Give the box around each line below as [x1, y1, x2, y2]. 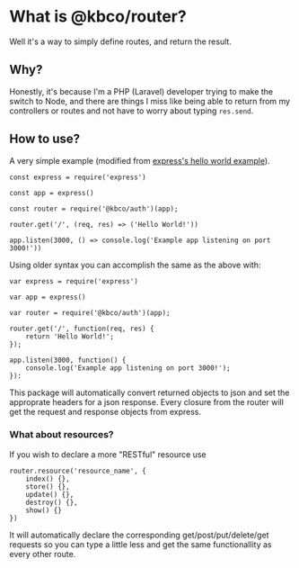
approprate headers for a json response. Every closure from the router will [9, 396, 285, 407]
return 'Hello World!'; [25, 331, 115, 341]
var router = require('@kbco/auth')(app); [9, 308, 171, 317]
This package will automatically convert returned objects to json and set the [9, 387, 290, 398]
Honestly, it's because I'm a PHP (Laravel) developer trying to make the [9, 86, 274, 96]
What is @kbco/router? [9, 6, 187, 27]
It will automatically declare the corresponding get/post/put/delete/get [9, 529, 269, 540]
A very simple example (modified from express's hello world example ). [9, 155, 271, 166]
